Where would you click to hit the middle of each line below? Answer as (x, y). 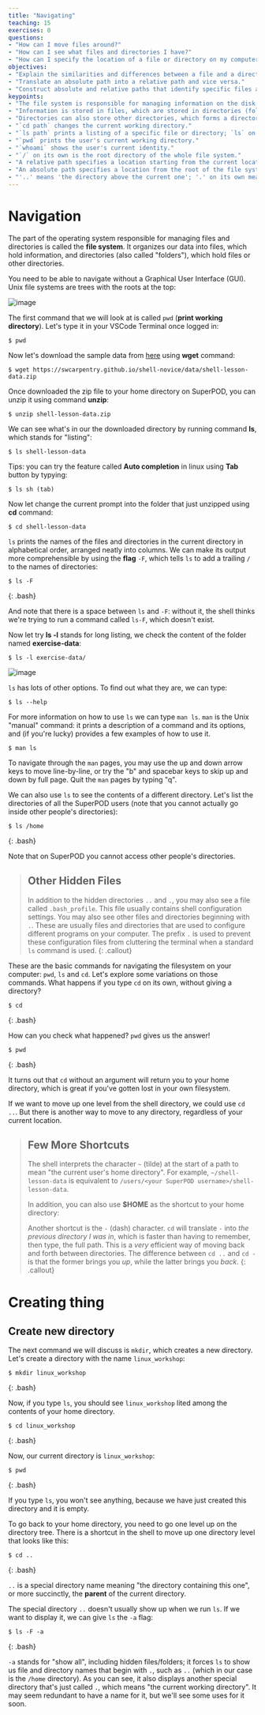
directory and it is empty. (49, 1509)
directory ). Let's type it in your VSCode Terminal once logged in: (114, 326)
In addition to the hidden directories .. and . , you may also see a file (139, 900)
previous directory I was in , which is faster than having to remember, (139, 1237)
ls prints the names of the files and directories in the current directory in (126, 541)
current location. (35, 1120)
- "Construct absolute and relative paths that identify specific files (130, 89)
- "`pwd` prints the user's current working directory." (104, 140)
